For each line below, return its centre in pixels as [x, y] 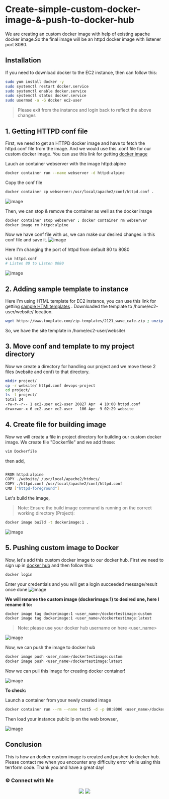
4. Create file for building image [56, 425]
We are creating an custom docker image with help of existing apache [78, 34]
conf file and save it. [26, 240]
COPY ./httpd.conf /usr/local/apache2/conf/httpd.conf [64, 484]
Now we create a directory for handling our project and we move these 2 [80, 366]
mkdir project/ [21, 381]
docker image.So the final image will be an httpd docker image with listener [83, 39]
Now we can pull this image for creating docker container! [65, 671]
